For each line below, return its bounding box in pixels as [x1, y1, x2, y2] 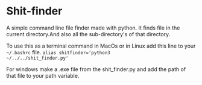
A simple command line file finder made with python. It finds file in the [6, 24, 180, 31]
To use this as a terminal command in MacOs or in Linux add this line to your [6, 42, 196, 49]
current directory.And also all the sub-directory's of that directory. [6, 30, 171, 37]
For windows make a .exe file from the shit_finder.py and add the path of [6, 65, 186, 73]
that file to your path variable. [6, 72, 80, 79]
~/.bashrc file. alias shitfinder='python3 [6, 48, 110, 55]
